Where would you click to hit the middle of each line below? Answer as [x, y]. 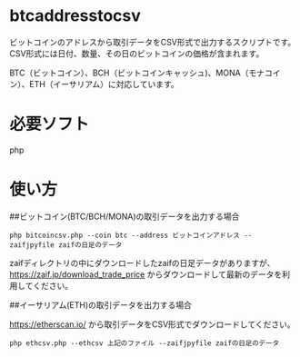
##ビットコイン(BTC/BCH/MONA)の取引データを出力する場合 [125, 216]
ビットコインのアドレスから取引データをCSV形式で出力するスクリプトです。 [153, 42]
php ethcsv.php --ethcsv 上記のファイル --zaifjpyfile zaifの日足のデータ [145, 343]
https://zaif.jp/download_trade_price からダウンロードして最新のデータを [146, 274]
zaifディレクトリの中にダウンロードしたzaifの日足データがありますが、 [142, 263]
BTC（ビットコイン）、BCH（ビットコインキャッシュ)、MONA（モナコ [141, 73]
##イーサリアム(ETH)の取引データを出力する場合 [101, 304]
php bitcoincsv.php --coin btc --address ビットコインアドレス [125, 235]
